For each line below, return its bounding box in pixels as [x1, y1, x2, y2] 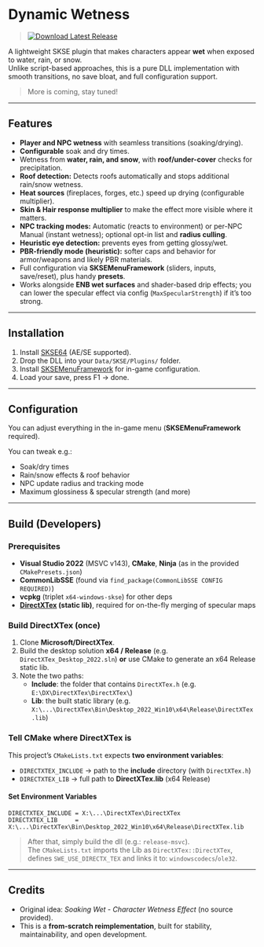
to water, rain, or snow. [8, 55, 82, 64]
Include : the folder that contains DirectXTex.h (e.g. [31, 679, 196, 689]
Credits [8, 883, 46, 897]
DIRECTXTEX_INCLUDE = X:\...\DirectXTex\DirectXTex [8, 809, 181, 817]
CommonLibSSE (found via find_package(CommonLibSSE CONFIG [19, 576, 223, 585]
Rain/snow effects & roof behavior [19, 470, 130, 480]
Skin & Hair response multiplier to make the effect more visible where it [19, 204, 253, 214]
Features [8, 117, 53, 130]
